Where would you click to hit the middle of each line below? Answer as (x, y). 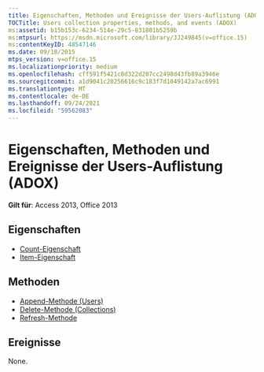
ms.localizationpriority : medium (63, 67)
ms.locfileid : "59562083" (50, 111)
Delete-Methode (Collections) (68, 309)
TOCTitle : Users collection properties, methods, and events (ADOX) (123, 23)
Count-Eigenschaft (50, 248)
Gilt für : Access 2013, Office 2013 (63, 205)
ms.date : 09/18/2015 (42, 52)
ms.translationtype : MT (47, 89)
